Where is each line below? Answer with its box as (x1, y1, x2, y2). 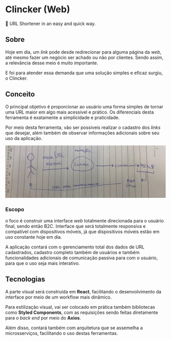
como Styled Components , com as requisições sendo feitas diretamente (5, 309, 158, 315)
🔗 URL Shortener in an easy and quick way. (5, 20, 96, 27)
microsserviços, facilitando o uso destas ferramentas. (5, 330, 118, 336)
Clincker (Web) (5, 4, 70, 15)
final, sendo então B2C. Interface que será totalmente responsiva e (5, 223, 146, 229)
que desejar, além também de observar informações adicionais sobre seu (5, 129, 159, 136)
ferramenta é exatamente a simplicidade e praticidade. (5, 114, 120, 121)
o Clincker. (5, 75, 28, 81)
